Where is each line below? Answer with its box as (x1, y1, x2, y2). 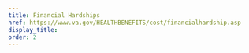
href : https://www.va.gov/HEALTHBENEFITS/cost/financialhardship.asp (8, 19, 242, 26)
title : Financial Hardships (8, 11, 101, 19)
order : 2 (8, 33, 37, 41)
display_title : (8, 26, 58, 34)
